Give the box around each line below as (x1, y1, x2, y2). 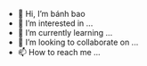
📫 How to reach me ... (17, 47, 101, 57)
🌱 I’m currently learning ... (17, 28, 113, 37)
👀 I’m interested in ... (17, 18, 94, 29)
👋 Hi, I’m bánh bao (17, 9, 86, 19)
